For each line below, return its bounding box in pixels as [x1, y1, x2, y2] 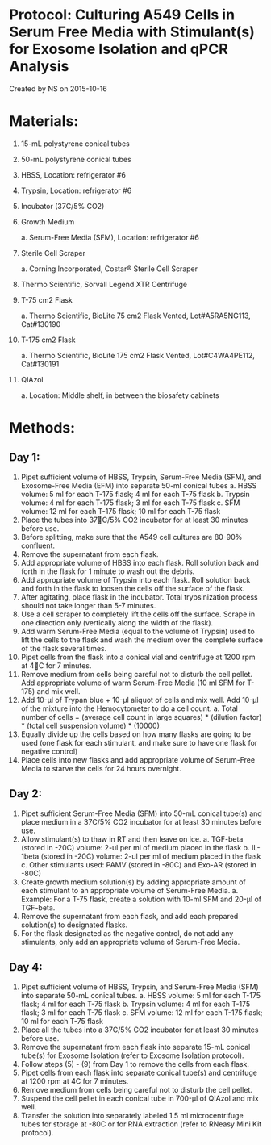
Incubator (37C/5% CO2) [20, 201, 105, 211]
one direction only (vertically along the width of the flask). [20, 617, 214, 627]
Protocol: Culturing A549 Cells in [9, 6, 236, 24]
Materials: [9, 112, 79, 131]
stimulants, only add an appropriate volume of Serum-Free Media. [20, 937, 240, 947]
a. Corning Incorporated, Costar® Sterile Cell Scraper [20, 264, 198, 274]
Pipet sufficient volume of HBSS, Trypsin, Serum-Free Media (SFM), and [20, 472, 261, 482]
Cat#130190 [20, 319, 61, 328]
